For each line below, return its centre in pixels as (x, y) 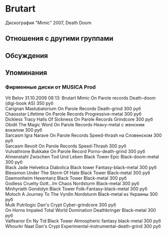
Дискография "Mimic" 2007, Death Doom (48, 23)
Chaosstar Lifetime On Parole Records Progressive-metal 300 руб (73, 114)
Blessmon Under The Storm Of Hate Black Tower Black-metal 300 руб (78, 173)
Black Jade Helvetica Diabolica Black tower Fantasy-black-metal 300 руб (81, 168)
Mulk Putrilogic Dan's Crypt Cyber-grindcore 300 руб (61, 205)
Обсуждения (27, 56)
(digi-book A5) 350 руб (29, 103)
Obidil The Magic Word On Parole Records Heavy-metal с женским (75, 125)
